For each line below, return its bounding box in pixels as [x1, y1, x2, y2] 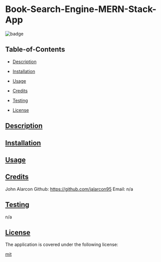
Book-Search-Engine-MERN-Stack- [5, 4, 156, 15]
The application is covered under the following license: [5, 241, 119, 247]
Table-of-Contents [5, 45, 65, 54]
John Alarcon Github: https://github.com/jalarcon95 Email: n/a [5, 186, 133, 192]
